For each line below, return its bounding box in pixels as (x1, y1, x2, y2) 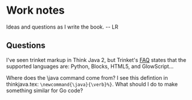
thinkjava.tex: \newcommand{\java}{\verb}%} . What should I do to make (6, 80, 178, 87)
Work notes (6, 4, 65, 17)
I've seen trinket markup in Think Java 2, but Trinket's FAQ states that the (6, 56, 187, 63)
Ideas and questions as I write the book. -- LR (6, 23, 119, 30)
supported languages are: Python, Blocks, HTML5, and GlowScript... (6, 62, 174, 70)
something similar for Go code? (6, 87, 83, 94)
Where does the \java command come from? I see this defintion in (6, 74, 168, 81)
